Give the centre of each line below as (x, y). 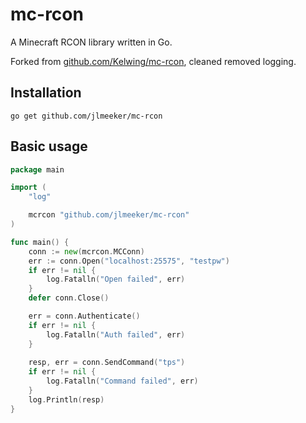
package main (37, 169)
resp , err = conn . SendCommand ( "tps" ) (107, 363)
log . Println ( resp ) (66, 399)
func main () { (40, 242)
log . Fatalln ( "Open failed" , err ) (116, 279)
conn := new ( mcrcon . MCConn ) (86, 251)
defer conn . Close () (69, 298)
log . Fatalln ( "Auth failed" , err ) (116, 334)
